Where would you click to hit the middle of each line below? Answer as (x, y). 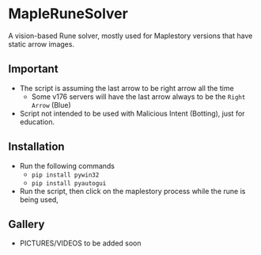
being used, (39, 200)
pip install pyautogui (69, 183)
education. (37, 122)
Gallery (26, 224)
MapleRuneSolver (68, 14)
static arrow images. (42, 44)
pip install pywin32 (65, 175)
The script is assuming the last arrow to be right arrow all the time (127, 88)
